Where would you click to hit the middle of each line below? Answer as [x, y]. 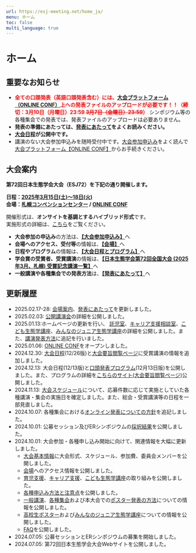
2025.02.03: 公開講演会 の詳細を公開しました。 [71, 316]
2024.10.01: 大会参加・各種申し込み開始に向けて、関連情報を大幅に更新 [100, 441]
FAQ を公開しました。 [49, 529]
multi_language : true [32, 28]
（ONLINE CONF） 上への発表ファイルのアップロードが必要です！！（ [99, 105]
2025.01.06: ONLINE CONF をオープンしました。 [72, 346]
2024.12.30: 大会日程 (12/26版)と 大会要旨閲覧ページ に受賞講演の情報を [99, 353]
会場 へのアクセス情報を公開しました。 [69, 470]
